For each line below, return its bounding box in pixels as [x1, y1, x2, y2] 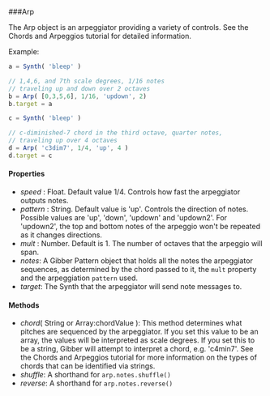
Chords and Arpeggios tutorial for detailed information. [8, 32, 192, 40]
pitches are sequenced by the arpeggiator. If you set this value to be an [19, 327, 259, 337]
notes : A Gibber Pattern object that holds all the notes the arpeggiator [19, 255, 253, 266]
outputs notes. [19, 195, 69, 205]
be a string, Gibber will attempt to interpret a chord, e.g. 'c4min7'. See [19, 344, 254, 354]
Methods [8, 300, 40, 310]
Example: [8, 47, 40, 56]
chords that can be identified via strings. [19, 361, 156, 371]
